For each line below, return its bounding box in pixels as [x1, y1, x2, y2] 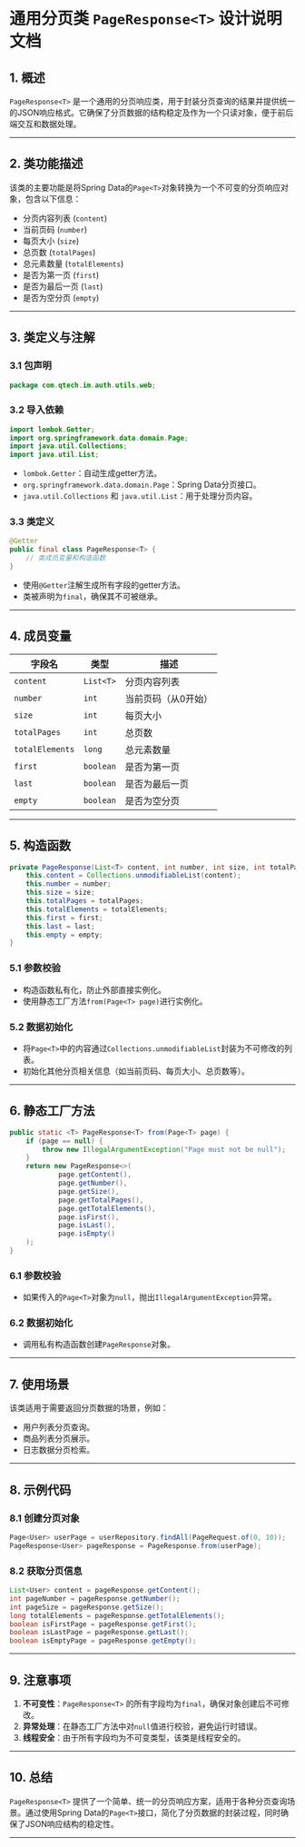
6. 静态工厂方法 [9, 1103, 95, 1118]
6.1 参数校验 [9, 1269, 62, 1282]
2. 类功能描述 [9, 156, 84, 172]
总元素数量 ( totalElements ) [22, 258, 124, 269]
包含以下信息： [25, 193, 82, 204]
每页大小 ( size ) [22, 235, 80, 246]
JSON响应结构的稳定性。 [25, 1818, 120, 1829]
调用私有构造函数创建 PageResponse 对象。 [22, 1339, 175, 1350]
